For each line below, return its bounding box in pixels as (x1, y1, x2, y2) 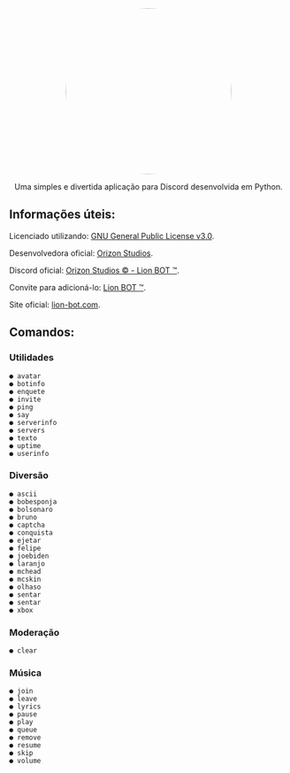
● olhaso (9, 583, 42, 591)
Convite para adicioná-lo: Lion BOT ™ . (9, 282, 147, 292)
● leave (9, 694, 38, 704)
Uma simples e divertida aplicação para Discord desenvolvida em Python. (14, 182, 283, 192)
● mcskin (9, 575, 42, 584)
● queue (9, 725, 38, 735)
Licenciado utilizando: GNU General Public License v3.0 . (9, 230, 215, 241)
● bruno (9, 513, 38, 522)
